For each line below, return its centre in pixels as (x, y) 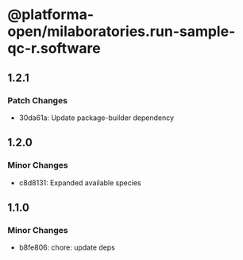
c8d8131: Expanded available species (80, 182)
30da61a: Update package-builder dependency (96, 118)
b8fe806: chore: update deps (67, 247)
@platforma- (51, 15)
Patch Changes (38, 100)
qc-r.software (54, 49)
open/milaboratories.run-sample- (121, 31)
